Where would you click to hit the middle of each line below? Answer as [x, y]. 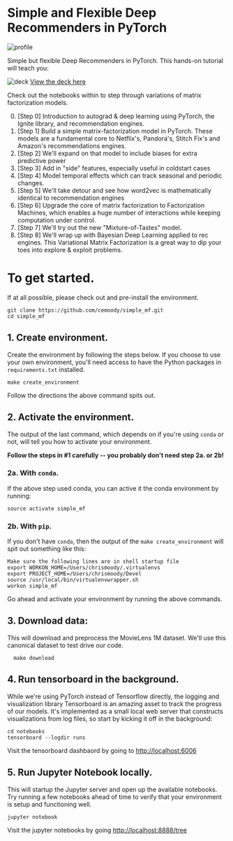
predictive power [42, 160]
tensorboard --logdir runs [46, 738]
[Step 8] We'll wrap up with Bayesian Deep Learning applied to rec [113, 235]
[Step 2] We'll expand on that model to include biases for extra [107, 153]
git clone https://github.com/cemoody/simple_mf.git [85, 310]
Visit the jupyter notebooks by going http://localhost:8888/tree [97, 830]
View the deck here [58, 81]
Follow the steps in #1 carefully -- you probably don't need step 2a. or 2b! [116, 455]
